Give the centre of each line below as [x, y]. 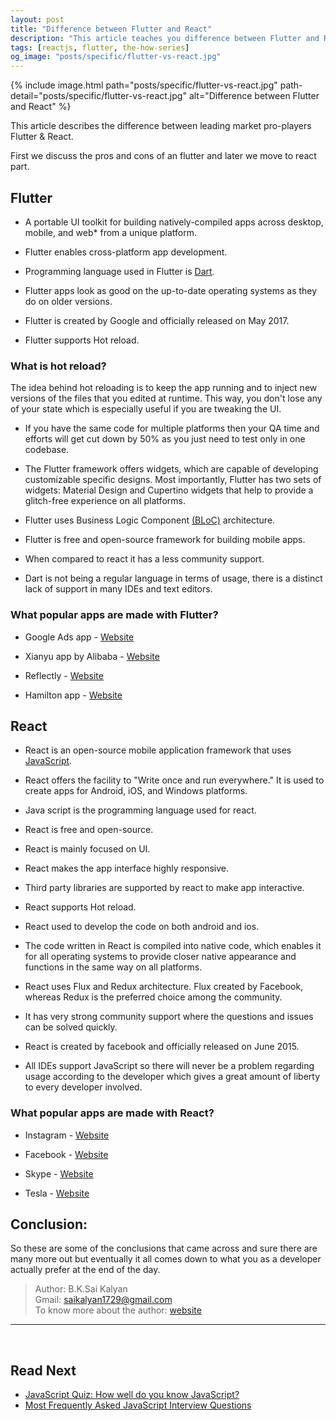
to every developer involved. [83, 1087]
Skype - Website [59, 1173]
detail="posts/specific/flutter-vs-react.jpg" [98, 96]
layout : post [37, 19]
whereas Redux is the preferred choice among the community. [153, 997]
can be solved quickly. [71, 1027]
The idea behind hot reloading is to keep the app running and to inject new [164, 388]
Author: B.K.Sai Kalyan [81, 1289]
